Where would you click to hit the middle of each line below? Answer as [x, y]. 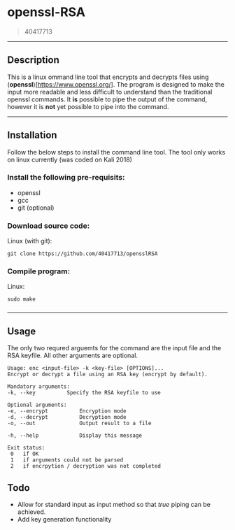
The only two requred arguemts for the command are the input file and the [114, 348]
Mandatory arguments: [39, 387]
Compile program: [39, 271]
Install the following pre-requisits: [66, 178]
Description [33, 60]
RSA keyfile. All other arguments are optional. [73, 356]
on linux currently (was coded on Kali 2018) [70, 159]
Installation [32, 135]
